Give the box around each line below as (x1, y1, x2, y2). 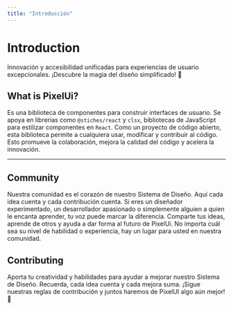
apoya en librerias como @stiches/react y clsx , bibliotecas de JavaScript (7, 116, 216, 125)
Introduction (7, 39, 80, 55)
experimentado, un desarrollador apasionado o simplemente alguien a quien (7, 205, 225, 213)
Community (7, 172, 60, 183)
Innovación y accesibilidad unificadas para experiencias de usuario (7, 63, 199, 71)
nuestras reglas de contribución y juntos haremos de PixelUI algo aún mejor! (7, 288, 225, 295)
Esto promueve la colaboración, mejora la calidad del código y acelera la (7, 138, 214, 146)
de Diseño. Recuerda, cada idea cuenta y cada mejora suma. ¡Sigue (7, 280, 201, 288)
